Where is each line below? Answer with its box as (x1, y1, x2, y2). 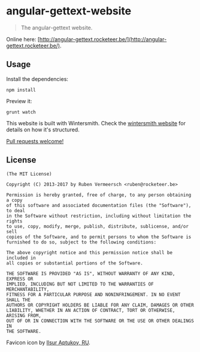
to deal (6, 207, 26, 213)
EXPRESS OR (6, 276, 34, 282)
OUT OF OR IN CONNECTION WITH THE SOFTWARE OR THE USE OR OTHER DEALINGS (6, 318, 195, 324)
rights (6, 218, 23, 224)
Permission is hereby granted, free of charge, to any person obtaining (6, 192, 192, 198)
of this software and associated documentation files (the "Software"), (6, 202, 192, 208)
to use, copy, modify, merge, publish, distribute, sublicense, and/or (6, 223, 189, 229)
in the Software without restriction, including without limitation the (6, 213, 192, 219)
